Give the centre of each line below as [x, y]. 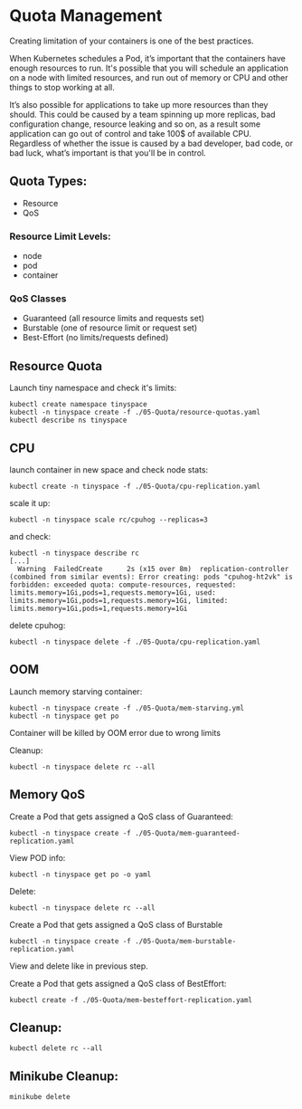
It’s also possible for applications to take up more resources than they [139, 104]
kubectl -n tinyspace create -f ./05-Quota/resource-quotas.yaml [135, 413]
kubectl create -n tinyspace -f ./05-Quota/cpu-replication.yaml [135, 486]
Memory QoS [47, 794]
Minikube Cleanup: [64, 1076]
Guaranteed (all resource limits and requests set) [113, 319]
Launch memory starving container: [76, 691]
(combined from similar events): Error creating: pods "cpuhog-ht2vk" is [151, 577]
